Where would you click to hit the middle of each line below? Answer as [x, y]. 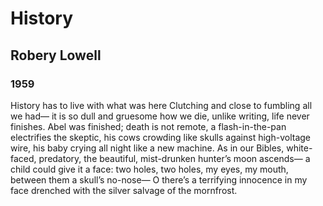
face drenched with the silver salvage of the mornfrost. [124, 190]
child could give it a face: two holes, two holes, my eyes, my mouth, [149, 169]
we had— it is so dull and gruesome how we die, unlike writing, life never [160, 116]
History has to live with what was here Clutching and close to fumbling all [161, 105]
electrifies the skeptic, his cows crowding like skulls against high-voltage [161, 137]
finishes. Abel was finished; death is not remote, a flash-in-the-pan [148, 126]
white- [299, 148]
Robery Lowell [56, 55]
